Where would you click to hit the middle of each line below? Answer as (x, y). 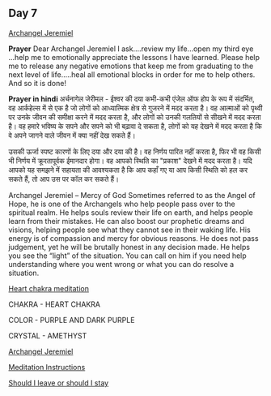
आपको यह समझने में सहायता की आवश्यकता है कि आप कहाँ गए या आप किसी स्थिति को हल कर (128, 170)
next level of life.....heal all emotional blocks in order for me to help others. (132, 74)
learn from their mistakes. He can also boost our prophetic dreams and (126, 221)
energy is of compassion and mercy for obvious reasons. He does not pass (133, 238)
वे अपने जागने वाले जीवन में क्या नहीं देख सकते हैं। (72, 135)
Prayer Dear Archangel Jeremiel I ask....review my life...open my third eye (131, 49)
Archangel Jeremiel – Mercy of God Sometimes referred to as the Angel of (132, 195)
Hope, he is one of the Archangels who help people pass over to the (122, 204)
